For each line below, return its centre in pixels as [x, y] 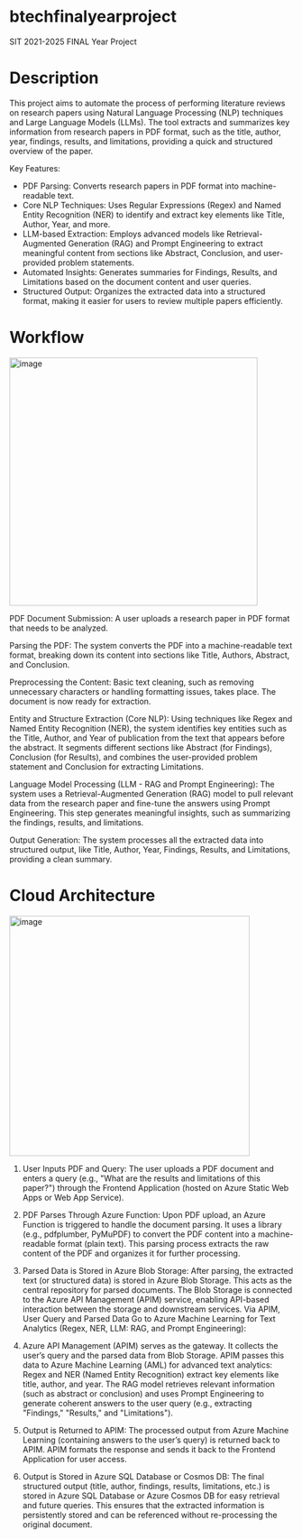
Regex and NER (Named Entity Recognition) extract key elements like [151, 1374]
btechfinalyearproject [93, 17]
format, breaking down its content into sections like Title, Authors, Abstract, [150, 655]
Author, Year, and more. [66, 224]
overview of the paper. [51, 151]
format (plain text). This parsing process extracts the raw [163, 1243]
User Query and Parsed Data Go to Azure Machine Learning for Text [149, 1318]
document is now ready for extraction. [80, 701]
